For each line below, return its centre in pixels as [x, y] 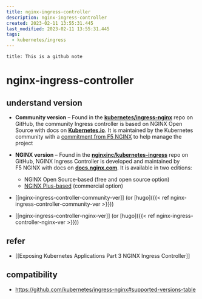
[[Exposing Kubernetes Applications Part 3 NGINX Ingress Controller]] [103, 255]
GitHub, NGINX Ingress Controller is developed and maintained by [97, 161]
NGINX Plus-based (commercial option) [73, 186]
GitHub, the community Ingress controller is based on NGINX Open [99, 124]
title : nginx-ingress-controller [49, 12]
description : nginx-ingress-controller [57, 18]
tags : [13, 34]
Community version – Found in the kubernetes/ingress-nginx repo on [104, 117]
